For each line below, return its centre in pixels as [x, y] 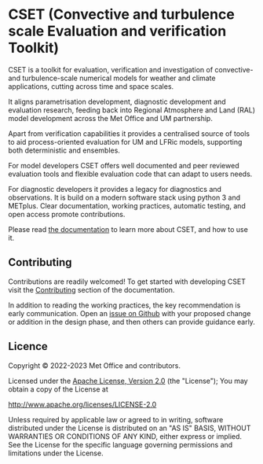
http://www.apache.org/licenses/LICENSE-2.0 [82, 404]
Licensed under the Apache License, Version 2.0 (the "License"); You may [128, 381]
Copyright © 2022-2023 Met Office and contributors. [95, 365]
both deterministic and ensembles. [64, 150]
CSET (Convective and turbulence [122, 15]
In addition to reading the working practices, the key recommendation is [124, 305]
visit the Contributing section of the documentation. [91, 289]
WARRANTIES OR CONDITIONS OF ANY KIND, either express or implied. [125, 436]
